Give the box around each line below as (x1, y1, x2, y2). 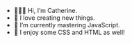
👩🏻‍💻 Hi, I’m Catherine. (13, 7, 78, 14)
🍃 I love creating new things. (13, 14, 95, 22)
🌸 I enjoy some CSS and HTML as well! (13, 28, 125, 36)
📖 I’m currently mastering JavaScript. (13, 21, 120, 29)
